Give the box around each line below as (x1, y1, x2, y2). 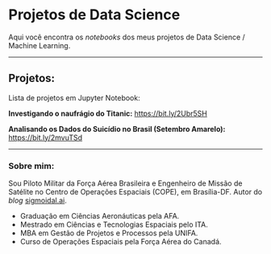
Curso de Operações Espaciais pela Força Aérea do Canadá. (19, 237, 222, 247)
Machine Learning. (8, 40, 71, 50)
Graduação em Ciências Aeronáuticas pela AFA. (19, 211, 180, 221)
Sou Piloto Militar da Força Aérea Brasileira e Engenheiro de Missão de (8, 178, 243, 188)
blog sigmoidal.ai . (8, 195, 67, 206)
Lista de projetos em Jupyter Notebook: (8, 92, 140, 102)
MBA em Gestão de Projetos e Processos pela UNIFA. (19, 228, 198, 238)
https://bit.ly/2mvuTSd (8, 133, 83, 142)
